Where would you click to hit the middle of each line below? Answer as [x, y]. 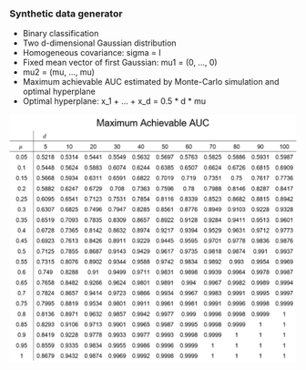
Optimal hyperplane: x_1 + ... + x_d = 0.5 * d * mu [114, 101]
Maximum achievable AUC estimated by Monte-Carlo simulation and [151, 82]
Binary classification [61, 34]
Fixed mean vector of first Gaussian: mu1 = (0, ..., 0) [120, 63]
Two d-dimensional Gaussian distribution [99, 43]
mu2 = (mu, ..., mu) [59, 72]
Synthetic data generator [66, 14]
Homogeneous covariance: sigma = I [92, 53]
